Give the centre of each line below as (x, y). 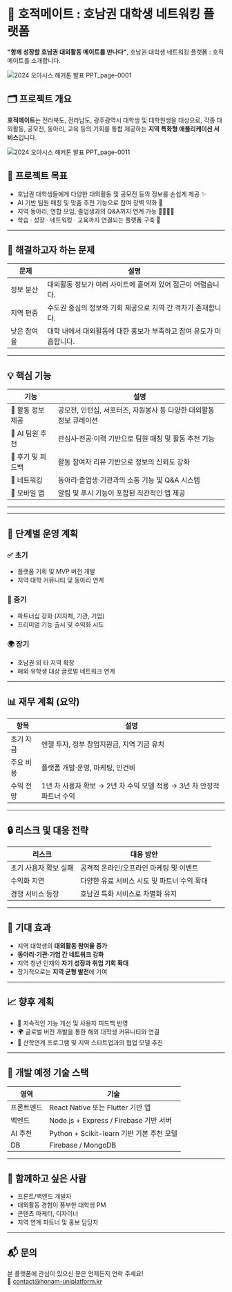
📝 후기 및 (25, 457)
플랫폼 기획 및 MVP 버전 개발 (56, 571)
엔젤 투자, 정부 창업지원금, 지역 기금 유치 (103, 745)
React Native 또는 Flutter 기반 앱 (100, 1108)
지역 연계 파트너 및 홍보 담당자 (58, 1222)
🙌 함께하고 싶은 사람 (47, 1178)
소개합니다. (46, 60)
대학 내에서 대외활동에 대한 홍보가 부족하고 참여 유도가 (130, 331)
